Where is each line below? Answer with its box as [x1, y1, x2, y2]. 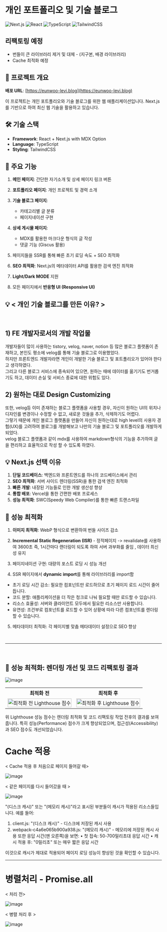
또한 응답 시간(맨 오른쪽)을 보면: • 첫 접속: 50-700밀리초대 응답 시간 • [17, 833, 153, 839]
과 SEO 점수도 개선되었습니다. [5, 726, 63, 732]
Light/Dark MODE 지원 [12, 273, 59, 279]
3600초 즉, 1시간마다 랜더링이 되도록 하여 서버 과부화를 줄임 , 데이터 [17, 544, 150, 550]
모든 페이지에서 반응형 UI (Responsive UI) [12, 284, 95, 290]
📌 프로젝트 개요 [5, 73, 49, 82]
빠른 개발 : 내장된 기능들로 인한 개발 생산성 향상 [12, 484, 103, 490]
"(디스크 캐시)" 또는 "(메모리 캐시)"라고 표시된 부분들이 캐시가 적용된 [5, 804, 138, 810]
